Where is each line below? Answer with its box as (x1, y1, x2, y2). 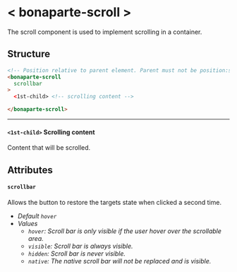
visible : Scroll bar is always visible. (28, 242, 133, 250)
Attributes (7, 164, 53, 176)
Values (17, 219, 38, 227)
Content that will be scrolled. (7, 143, 91, 152)
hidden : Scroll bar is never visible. (28, 249, 126, 258)
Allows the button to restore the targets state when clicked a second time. (7, 198, 222, 206)
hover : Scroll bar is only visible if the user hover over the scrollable (28, 227, 222, 235)
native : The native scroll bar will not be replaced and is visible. (28, 256, 212, 265)
